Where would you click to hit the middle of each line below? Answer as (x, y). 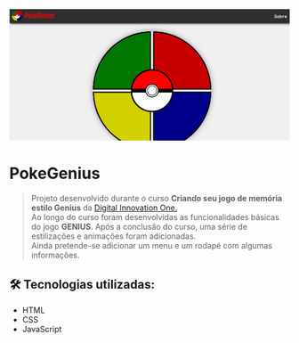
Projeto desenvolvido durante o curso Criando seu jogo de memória (157, 199)
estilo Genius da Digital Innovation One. (104, 208)
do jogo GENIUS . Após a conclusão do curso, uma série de (139, 227)
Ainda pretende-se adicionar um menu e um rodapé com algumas (152, 246)
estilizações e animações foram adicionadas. (113, 236)
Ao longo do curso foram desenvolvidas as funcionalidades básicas (155, 217)
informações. (55, 255)
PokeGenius (55, 174)
